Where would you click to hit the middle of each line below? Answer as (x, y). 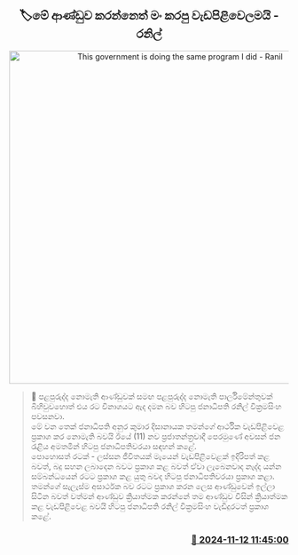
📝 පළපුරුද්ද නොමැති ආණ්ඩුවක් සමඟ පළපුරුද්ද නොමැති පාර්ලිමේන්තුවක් (152, 396)
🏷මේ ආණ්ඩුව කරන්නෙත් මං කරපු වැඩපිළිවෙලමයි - (149, 16)
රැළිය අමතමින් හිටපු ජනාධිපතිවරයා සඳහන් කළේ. (114, 446)
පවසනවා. (47, 416)
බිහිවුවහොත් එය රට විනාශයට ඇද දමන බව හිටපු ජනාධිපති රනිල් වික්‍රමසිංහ (156, 406)
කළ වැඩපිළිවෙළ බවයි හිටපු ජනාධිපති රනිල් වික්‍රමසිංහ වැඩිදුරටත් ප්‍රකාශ (150, 506)
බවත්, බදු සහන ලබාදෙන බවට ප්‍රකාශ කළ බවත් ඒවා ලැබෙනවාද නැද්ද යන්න (156, 466)
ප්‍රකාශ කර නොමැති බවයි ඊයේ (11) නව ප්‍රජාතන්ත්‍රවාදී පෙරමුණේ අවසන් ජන (156, 436)
